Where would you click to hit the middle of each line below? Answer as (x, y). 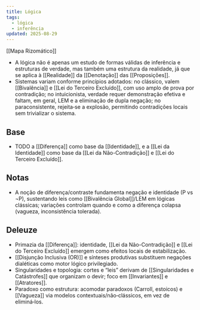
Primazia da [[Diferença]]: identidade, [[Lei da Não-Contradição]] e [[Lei (104, 244)
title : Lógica (24, 12)
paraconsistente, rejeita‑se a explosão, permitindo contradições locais (101, 107)
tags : (13, 17)
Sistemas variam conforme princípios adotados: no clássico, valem (97, 82)
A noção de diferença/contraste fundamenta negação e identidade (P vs (104, 192)
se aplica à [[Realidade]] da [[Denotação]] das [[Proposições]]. (92, 75)
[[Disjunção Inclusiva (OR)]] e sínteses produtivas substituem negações (103, 257)
